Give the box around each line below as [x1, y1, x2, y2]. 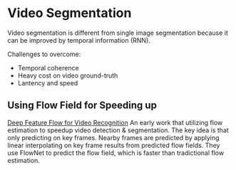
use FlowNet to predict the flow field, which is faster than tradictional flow [7, 148, 225, 157]
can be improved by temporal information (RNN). [7, 36, 151, 44]
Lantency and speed [17, 78, 78, 87]
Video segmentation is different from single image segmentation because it [7, 28, 228, 37]
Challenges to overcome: [7, 50, 81, 58]
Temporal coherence [17, 63, 80, 72]
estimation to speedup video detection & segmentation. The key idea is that [7, 126, 230, 134]
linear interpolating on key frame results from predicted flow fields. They [7, 141, 220, 149]
